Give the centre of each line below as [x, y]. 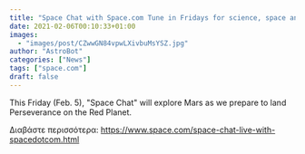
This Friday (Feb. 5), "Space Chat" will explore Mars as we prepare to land [148, 102]
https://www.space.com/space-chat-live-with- [188, 130]
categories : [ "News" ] [50, 60]
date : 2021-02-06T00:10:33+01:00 [73, 26]
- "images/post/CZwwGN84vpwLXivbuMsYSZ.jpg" [103, 43]
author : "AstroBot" [46, 52]
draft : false [34, 77]
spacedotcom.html [44, 139]
